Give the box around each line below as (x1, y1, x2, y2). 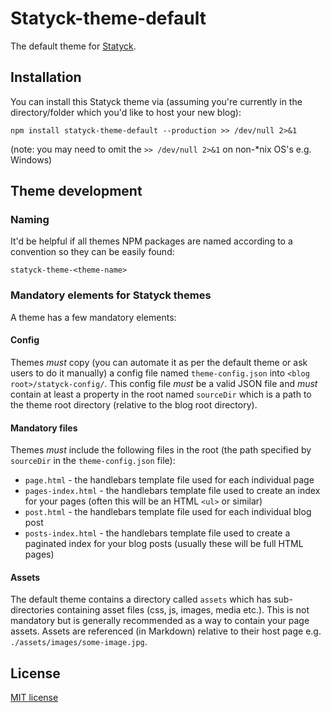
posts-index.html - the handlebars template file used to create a (24, 527, 291, 539)
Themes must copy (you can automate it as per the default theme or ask (10, 356, 308, 368)
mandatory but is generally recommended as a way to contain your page (10, 615, 310, 627)
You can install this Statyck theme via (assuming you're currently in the (10, 95, 303, 107)
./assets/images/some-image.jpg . (10, 636, 148, 648)
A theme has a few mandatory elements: (10, 311, 177, 323)
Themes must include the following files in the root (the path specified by (10, 444, 312, 456)
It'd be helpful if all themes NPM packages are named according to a (10, 235, 293, 247)
